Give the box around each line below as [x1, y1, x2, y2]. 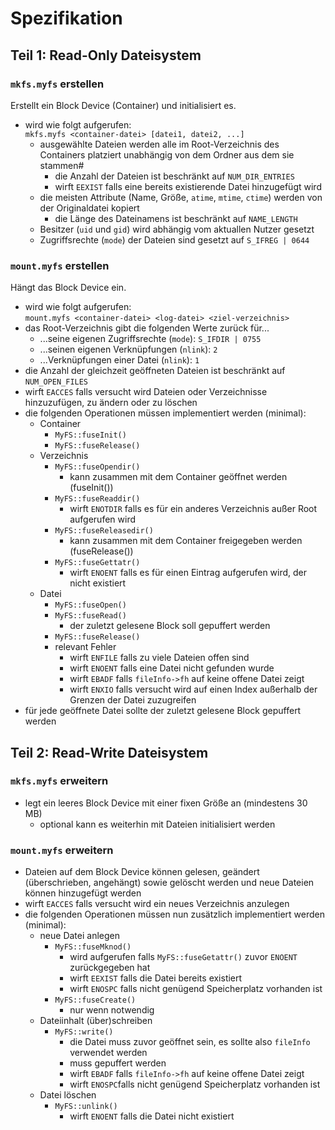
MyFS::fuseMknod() [54, 942, 132, 952]
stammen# [39, 159, 85, 171]
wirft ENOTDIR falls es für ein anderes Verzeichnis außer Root [69, 503, 318, 515]
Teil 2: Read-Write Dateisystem [10, 744, 209, 761]
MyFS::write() [54, 1027, 114, 1037]
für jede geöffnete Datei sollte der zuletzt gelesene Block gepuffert [24, 705, 302, 717]
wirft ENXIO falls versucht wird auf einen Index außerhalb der [69, 683, 318, 696]
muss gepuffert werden [69, 1057, 167, 1069]
